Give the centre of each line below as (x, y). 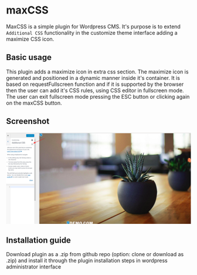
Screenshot (28, 121)
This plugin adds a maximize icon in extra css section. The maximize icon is (97, 72)
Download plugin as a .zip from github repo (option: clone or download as (95, 254)
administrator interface (34, 267)
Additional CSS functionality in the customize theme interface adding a (92, 32)
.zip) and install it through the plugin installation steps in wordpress (87, 261)
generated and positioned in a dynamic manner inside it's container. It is (93, 78)
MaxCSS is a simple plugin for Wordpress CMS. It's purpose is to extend (93, 26)
